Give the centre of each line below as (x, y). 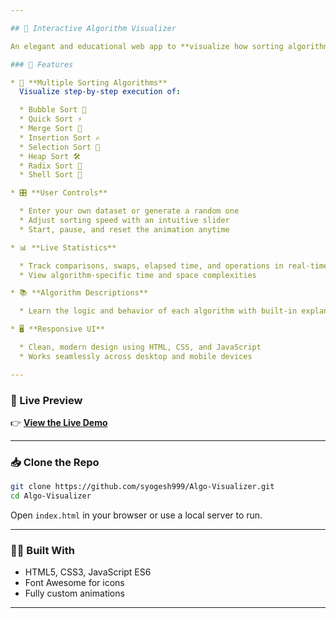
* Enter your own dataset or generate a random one (129, 211)
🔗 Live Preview (46, 400)
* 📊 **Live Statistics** (63, 247)
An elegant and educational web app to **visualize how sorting (147, 46)
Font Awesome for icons (74, 583)
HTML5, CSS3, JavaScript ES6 (88, 572)
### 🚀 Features (42, 64)
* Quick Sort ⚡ (51, 119)
